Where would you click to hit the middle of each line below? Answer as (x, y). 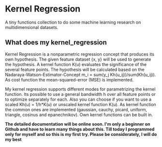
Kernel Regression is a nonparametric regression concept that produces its (80, 54)
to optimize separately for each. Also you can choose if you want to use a (78, 99)
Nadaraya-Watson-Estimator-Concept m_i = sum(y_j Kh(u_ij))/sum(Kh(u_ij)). (81, 74)
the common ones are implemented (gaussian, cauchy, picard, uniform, (76, 109)
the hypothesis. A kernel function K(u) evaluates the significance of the (76, 64)
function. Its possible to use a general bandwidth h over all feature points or (80, 94)
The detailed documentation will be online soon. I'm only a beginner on (78, 124)
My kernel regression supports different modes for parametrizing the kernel (80, 89)
